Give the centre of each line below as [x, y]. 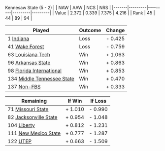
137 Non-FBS [24, 87]
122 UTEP [20, 141]
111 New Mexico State [34, 133]
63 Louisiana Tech [29, 55]
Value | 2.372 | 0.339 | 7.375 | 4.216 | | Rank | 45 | [105, 13]
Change [115, 30]
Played [41, 30]
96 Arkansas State [29, 63]
